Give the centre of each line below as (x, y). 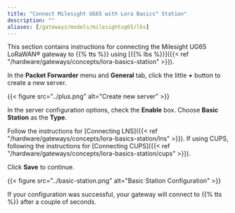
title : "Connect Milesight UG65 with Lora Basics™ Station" (97, 14)
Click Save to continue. (41, 167)
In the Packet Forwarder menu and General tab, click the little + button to (114, 75)
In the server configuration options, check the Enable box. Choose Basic (113, 110)
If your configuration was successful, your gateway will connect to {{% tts (115, 195)
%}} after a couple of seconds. (52, 202)
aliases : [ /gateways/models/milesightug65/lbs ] (78, 27)
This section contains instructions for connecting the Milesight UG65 (107, 47)
